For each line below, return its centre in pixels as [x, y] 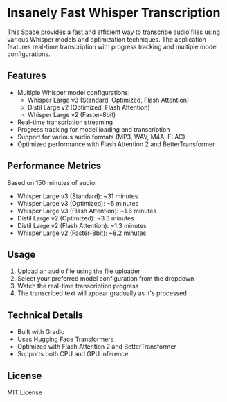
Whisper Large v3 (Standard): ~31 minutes [78, 196]
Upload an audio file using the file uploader [79, 271]
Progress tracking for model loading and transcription [93, 129]
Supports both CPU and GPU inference [73, 354]
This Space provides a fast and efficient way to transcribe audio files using [113, 32]
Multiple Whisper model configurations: [73, 92]
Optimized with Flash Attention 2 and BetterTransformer [97, 347]
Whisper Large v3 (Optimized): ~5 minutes [78, 203]
